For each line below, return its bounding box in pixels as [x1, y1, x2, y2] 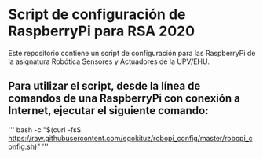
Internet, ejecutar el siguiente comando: [8, 104, 209, 117]
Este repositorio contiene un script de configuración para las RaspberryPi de [8, 48, 256, 57]
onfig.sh [8, 142, 35, 151]
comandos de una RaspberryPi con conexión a [8, 92, 241, 105]
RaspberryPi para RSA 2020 [8, 22, 195, 40]
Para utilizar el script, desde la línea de [8, 79, 201, 93]
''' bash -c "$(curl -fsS [8, 124, 82, 135]
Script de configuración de [8, 6, 186, 24]
